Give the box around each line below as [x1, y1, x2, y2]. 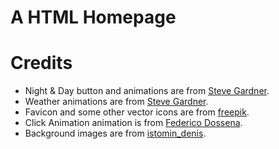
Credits [10, 52, 73, 75]
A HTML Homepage [10, 6, 177, 29]
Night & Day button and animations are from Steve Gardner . [24, 85, 270, 97]
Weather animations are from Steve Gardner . [24, 96, 209, 108]
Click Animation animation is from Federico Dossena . [24, 117, 243, 129]
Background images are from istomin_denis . [24, 127, 207, 140]
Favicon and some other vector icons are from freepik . [24, 106, 250, 118]
